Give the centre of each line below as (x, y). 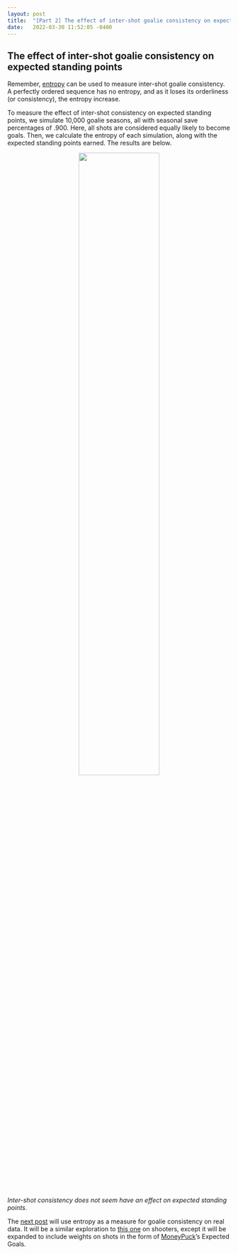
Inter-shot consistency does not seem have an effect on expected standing (117, 1200)
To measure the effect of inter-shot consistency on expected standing (109, 113)
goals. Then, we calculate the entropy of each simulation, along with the (112, 135)
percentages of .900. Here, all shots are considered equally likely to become (119, 128)
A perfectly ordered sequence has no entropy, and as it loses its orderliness (118, 91)
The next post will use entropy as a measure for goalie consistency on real (116, 1221)
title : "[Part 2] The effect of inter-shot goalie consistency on (109, 21)
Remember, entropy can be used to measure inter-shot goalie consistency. (116, 84)
